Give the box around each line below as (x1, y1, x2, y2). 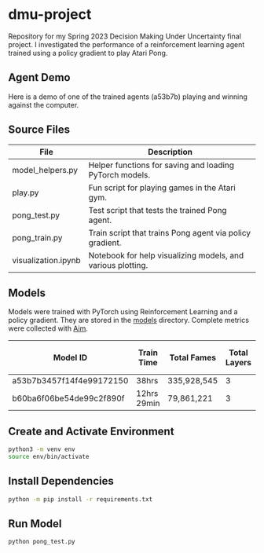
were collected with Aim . (8, 324, 89, 333)
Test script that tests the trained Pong (88, 204, 227, 215)
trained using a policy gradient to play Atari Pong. (8, 48, 168, 57)
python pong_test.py (8, 538, 76, 546)
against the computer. (8, 100, 79, 109)
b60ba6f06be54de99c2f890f (12, 393, 125, 404)
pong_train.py (12, 232, 63, 243)
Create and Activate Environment (8, 424, 174, 438)
